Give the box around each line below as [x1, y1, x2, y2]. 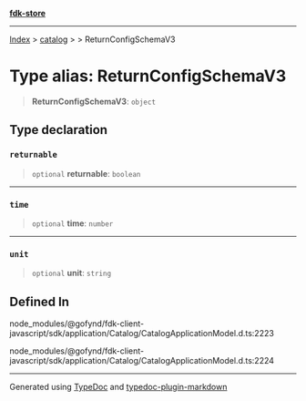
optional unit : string [31, 268, 112, 279]
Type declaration [9, 122, 107, 138]
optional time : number [31, 218, 114, 229]
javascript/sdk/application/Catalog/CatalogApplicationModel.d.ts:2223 [9, 328, 275, 339]
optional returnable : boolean [31, 168, 141, 179]
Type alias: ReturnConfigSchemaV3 [9, 66, 287, 87]
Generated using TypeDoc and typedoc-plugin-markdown [9, 382, 228, 393]
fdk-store [9, 8, 46, 18]
